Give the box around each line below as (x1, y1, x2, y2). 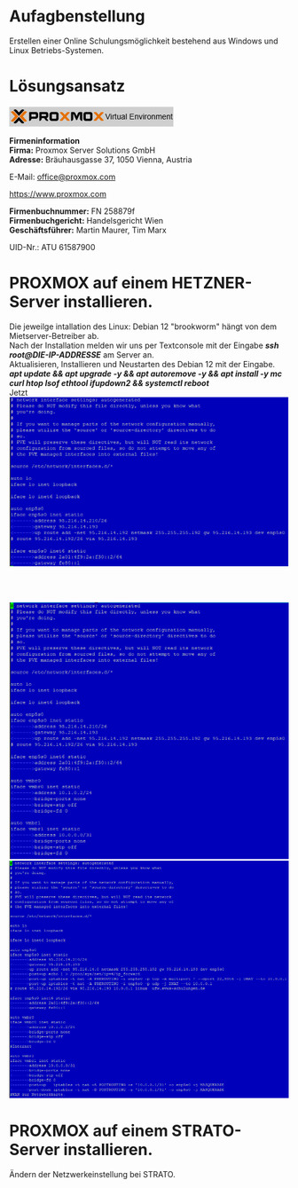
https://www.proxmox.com (9, 188, 106, 199)
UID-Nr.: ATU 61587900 (9, 241, 96, 252)
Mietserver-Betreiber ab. (9, 330, 99, 341)
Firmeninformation (9, 135, 80, 146)
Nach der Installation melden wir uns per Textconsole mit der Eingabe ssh (9, 340, 279, 350)
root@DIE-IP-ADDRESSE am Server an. (9, 349, 154, 360)
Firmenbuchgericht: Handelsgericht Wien (9, 215, 164, 225)
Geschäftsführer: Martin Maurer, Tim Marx (9, 224, 167, 235)
